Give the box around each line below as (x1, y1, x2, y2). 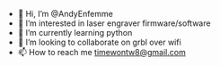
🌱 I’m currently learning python (17, 28, 133, 37)
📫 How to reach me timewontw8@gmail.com (17, 47, 186, 57)
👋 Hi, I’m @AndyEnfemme (17, 9, 114, 19)
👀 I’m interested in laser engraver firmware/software (17, 18, 211, 29)
